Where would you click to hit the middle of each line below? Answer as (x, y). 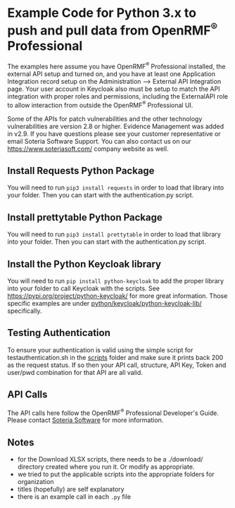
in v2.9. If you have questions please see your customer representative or (114, 134)
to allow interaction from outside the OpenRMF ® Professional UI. (100, 104)
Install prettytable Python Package (85, 217)
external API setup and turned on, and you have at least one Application (112, 74)
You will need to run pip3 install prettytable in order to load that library (114, 235)
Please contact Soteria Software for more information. (85, 420)
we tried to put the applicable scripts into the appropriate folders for (116, 474)
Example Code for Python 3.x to (102, 13)
